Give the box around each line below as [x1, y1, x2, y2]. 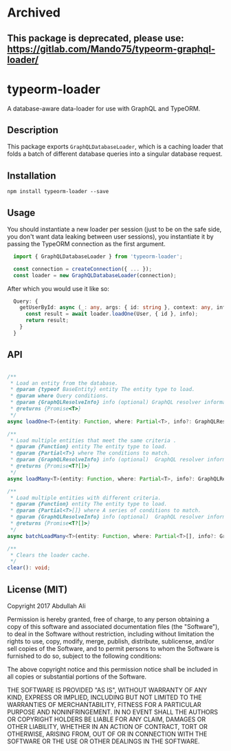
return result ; [25, 317, 69, 324]
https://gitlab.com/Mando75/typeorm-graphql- [7, 43, 216, 54]
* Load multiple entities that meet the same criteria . [10, 437, 177, 444]
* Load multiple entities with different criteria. [10, 494, 162, 501]
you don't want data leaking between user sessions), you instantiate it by [7, 232, 214, 241]
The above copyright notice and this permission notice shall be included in [7, 665, 218, 673]
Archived [7, 5, 60, 21]
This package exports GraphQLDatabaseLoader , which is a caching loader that [7, 143, 223, 151]
